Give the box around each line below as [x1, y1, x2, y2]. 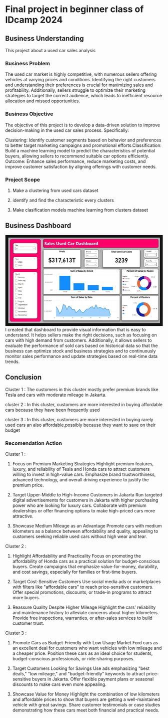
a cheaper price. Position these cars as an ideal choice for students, [12, 650, 153, 656]
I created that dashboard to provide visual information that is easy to [5, 326, 146, 332]
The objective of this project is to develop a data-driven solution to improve [5, 122, 160, 128]
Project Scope [5, 176, 40, 183]
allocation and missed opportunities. [5, 98, 80, 104]
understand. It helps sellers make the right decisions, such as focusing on [5, 332, 157, 338]
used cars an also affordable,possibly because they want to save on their [5, 422, 156, 428]
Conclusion [5, 373, 42, 382]
